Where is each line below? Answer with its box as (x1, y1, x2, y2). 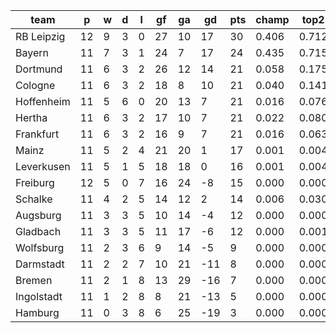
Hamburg (15, 306, 60, 319)
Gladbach (15, 225, 62, 238)
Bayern (15, 46, 49, 59)
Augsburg (15, 209, 62, 222)
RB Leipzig (15, 30, 66, 43)
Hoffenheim (15, 95, 71, 108)
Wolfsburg (15, 241, 65, 254)
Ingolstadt (15, 290, 63, 303)
